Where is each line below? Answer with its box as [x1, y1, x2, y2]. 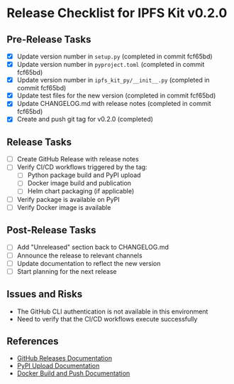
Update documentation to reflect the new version [16, 259, 161, 267]
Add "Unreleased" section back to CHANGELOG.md [16, 243, 169, 252]
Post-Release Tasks [6, 224, 96, 236]
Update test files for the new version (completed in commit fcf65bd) [16, 91, 216, 100]
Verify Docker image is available [16, 203, 111, 211]
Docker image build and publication [27, 179, 132, 188]
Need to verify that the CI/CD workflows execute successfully [16, 314, 198, 323]
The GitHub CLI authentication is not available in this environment [16, 307, 208, 316]
